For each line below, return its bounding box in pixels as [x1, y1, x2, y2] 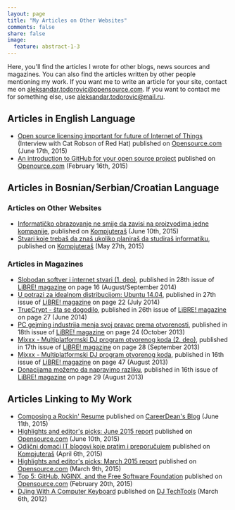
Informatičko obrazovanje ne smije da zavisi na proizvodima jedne [17, 219, 209, 228]
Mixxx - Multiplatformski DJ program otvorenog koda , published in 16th [17, 350, 224, 358]
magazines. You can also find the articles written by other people [7, 70, 196, 78]
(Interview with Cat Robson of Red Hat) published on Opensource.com [17, 139, 222, 147]
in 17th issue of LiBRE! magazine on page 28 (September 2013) [17, 343, 201, 351]
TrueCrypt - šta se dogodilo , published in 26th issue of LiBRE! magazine [17, 305, 227, 314]
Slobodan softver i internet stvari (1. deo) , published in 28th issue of [17, 275, 215, 284]
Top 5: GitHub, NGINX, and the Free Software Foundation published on [17, 472, 223, 480]
